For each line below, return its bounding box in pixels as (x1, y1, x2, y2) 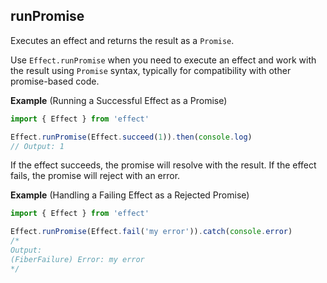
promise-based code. (10, 75, 100, 87)
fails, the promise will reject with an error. (10, 170, 181, 182)
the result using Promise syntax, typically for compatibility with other (10, 64, 292, 76)
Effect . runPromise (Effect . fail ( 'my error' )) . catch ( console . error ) (10, 227, 293, 237)
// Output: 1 (10, 141, 65, 151)
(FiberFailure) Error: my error (10, 254, 145, 264)
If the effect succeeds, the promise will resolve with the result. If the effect (10, 159, 317, 171)
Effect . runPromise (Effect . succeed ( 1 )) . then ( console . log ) (10, 132, 253, 142)
